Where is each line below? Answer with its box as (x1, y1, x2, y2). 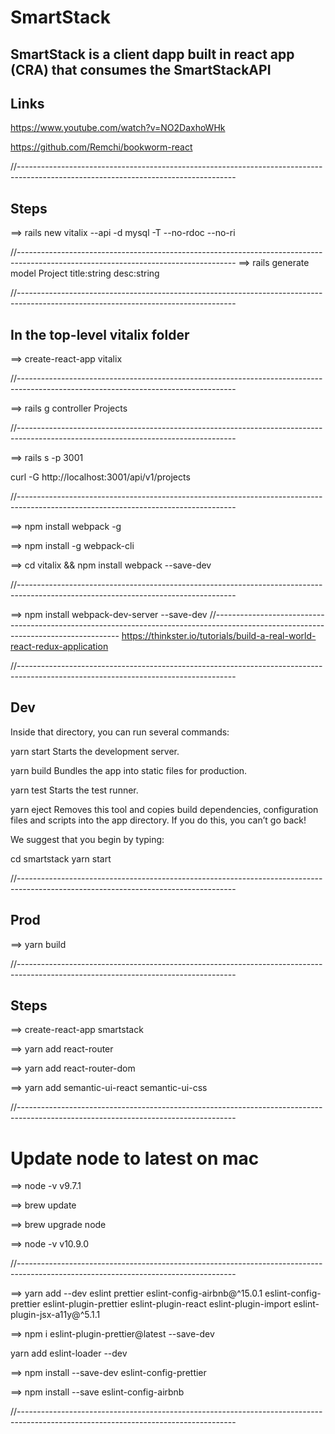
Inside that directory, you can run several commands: (10, 726, 230, 738)
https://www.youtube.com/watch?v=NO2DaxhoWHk (10, 122, 226, 134)
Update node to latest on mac (10, 1147, 260, 1170)
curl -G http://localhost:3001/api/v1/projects (10, 471, 191, 483)
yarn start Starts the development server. (10, 745, 180, 757)
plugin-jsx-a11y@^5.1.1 (10, 1309, 101, 1321)
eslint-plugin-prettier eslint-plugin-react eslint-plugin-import (42, 1298, 292, 1310)
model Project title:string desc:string (10, 267, 160, 280)
